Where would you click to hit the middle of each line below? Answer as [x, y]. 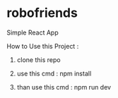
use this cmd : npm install [54, 73]
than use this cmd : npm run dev [64, 87]
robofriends [42, 13]
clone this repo [39, 60]
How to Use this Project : [43, 46]
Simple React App [33, 32]
